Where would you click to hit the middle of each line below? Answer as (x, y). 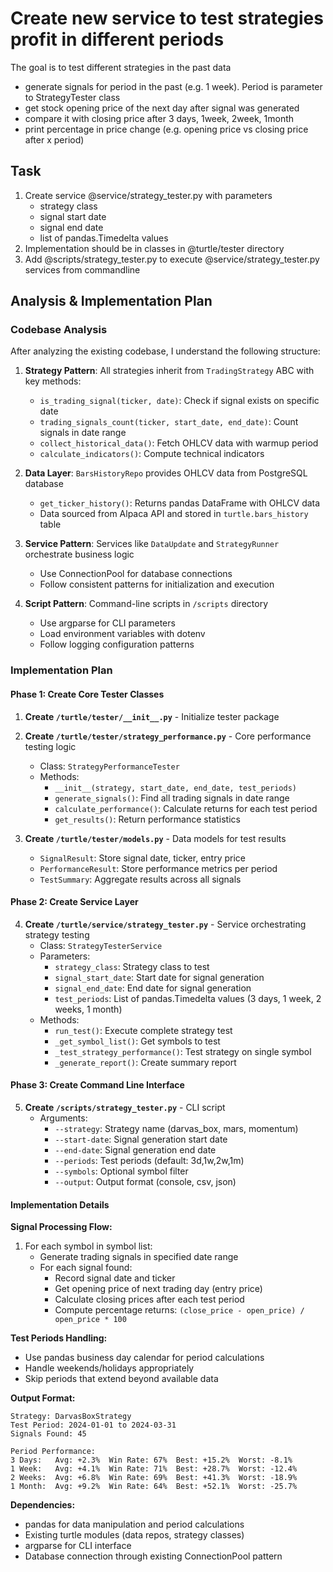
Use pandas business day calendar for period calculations (144, 1358)
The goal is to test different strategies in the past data (121, 67)
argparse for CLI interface (78, 1546)
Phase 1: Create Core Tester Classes (87, 694)
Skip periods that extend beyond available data (121, 1379)
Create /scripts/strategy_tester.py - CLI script (125, 1107)
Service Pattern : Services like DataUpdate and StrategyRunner (152, 544)
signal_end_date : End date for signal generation (153, 988)
